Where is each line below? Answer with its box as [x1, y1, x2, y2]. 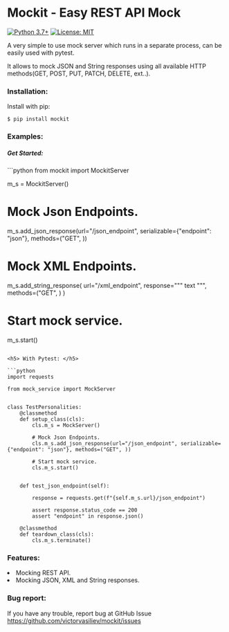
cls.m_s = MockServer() [32, 422, 100, 428]
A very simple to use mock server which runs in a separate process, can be [7, 41, 223, 49]
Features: [7, 552, 40, 562]
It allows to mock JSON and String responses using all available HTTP [7, 62, 206, 70]
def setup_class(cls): [19, 415, 85, 423]
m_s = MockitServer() [7, 180, 69, 188]
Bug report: [7, 593, 47, 603]
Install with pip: [7, 102, 51, 111]
